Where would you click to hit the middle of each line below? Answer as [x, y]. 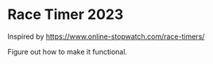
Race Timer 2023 [66, 15]
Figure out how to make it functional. [68, 51]
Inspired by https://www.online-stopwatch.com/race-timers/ [106, 36]
